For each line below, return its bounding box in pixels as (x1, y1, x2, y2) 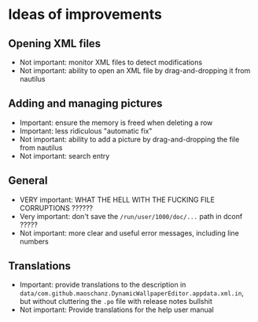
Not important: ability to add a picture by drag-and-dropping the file (19, 134, 240, 144)
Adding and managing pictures (8, 97, 163, 111)
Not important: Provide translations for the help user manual (19, 305, 214, 315)
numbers (19, 236, 50, 246)
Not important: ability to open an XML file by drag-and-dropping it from (19, 66, 251, 75)
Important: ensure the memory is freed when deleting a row (19, 118, 213, 127)
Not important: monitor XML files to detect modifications (19, 57, 203, 67)
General (8, 174, 49, 188)
